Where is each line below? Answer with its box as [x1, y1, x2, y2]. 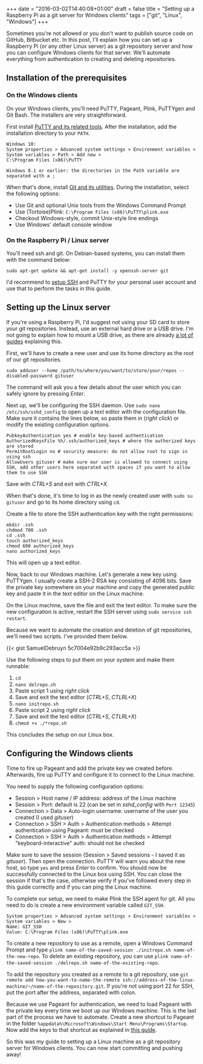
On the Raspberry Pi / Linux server [6, 236, 109, 244]
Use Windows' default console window [14, 221, 113, 228]
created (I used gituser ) [14, 814, 74, 821]
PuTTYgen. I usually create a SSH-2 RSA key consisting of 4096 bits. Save [6, 577, 192, 584]
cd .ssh [6, 532, 26, 538]
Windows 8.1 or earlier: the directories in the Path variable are [6, 168, 180, 174]
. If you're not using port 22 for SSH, [103, 982, 194, 990]
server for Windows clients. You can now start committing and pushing [6, 1044, 183, 1051]
